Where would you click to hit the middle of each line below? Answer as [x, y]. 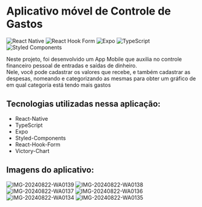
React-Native [32, 118]
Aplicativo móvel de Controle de [89, 11]
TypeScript [29, 125]
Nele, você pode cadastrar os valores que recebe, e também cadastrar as [99, 72]
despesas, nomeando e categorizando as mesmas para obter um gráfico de [101, 78]
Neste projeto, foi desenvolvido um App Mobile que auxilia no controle [94, 59]
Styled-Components [40, 138]
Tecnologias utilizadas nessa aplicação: [83, 104]
